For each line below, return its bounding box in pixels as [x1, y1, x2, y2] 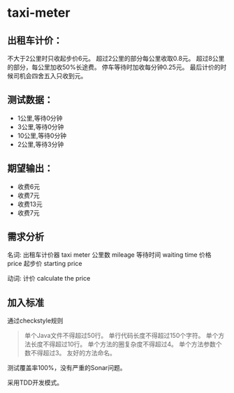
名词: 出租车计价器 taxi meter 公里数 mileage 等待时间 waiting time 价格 [7, 251, 212, 259]
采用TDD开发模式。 [7, 378, 64, 387]
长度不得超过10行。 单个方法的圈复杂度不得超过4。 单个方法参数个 [30, 340, 222, 348]
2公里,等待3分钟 [17, 140, 64, 148]
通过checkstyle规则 [7, 316, 64, 325]
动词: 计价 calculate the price [7, 274, 91, 283]
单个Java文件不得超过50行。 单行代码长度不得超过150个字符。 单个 [24, 332, 219, 340]
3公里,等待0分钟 [17, 122, 64, 131]
